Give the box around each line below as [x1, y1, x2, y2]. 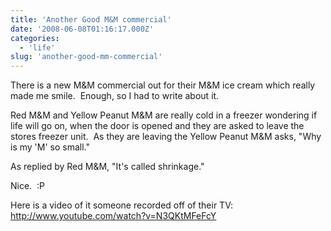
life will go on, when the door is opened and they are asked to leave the [10, 120, 305, 132]
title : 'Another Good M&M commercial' [10, 14, 172, 25]
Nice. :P [10, 180, 45, 192]
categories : [10, 33, 60, 43]
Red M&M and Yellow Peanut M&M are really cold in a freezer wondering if [10, 109, 318, 121]
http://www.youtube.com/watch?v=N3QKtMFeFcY [10, 210, 217, 222]
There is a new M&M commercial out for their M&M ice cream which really [10, 79, 316, 91]
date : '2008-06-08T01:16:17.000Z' [10, 24, 155, 34]
